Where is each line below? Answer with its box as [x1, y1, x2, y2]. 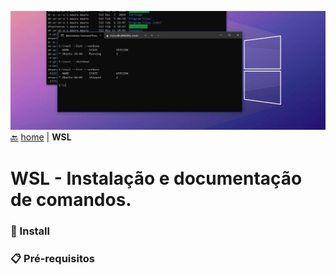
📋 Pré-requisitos [10, 251, 95, 265]
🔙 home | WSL [10, 131, 72, 143]
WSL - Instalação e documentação [10, 167, 303, 190]
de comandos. [10, 188, 132, 211]
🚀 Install [10, 224, 50, 238]
